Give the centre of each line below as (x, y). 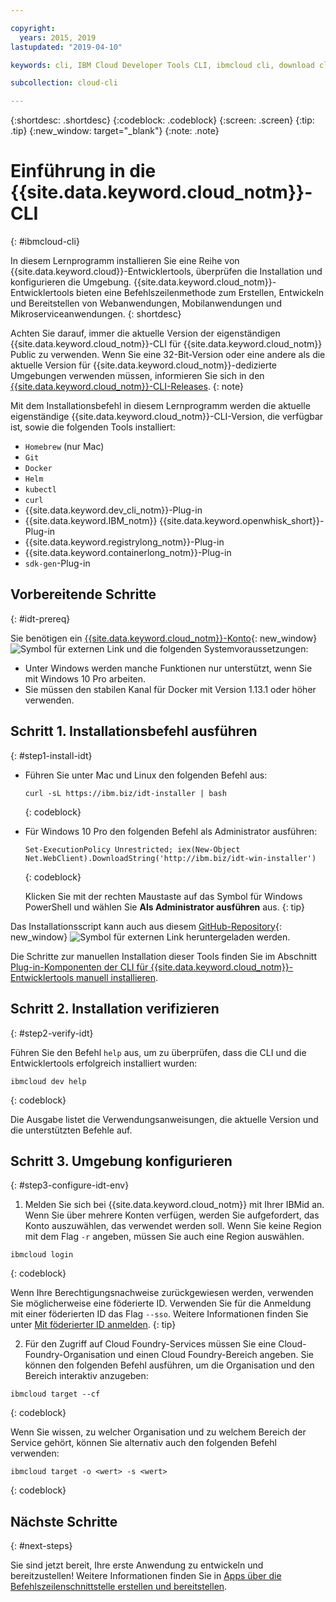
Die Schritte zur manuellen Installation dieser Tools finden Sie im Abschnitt (164, 956)
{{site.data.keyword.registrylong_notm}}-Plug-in (124, 542)
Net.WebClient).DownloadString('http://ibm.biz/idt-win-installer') (170, 858)
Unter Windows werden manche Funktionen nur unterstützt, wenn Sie (168, 668)
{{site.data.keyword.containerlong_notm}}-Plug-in (128, 553)
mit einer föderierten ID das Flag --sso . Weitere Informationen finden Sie (159, 1314)
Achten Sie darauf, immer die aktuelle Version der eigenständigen (145, 333)
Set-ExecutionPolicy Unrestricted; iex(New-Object (132, 849)
